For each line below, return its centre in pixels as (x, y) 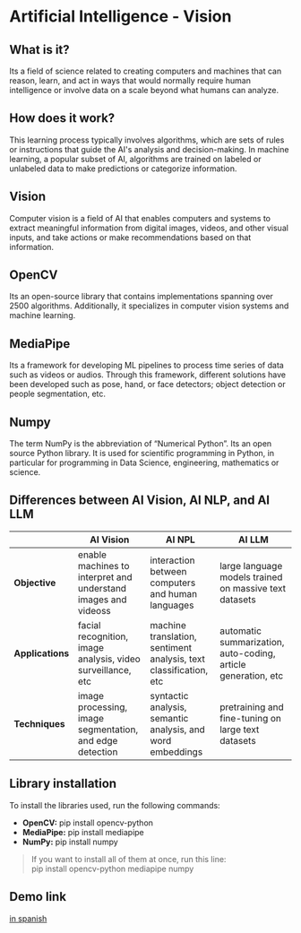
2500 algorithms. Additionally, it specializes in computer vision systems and (149, 306)
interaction (172, 560)
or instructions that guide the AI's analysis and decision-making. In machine (149, 149)
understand (102, 588)
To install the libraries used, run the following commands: (115, 805)
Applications (42, 653)
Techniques (39, 723)
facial (89, 625)
